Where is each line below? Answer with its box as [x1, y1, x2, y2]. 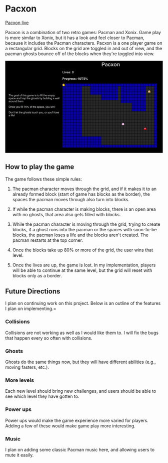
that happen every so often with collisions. [5, 335, 92, 341]
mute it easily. [5, 452, 34, 458]
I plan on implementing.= [5, 305, 56, 312]
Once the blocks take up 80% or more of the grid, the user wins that [12, 247, 153, 253]
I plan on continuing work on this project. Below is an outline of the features [5, 300, 161, 306]
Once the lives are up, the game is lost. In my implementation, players [12, 262, 156, 268]
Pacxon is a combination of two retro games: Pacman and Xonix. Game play [5, 29, 161, 35]
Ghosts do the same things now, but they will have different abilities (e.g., [5, 359, 156, 365]
